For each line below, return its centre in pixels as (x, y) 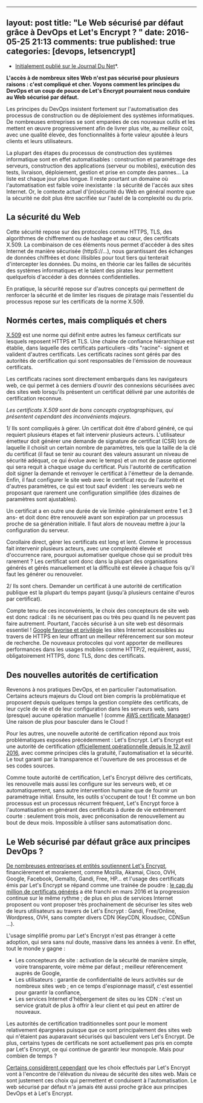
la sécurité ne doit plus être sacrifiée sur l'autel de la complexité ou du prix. (100, 198)
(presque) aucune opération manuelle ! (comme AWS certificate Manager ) (98, 715)
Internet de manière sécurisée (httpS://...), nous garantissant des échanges (100, 251)
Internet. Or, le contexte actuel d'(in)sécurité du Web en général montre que (101, 191)
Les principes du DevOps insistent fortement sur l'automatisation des (92, 109)
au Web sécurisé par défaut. (43, 97)
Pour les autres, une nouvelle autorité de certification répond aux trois (93, 734)
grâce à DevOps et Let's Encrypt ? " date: (85, 32)
